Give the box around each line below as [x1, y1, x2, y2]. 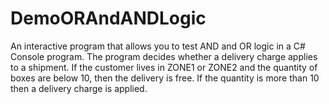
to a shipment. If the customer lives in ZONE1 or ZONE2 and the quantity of [10, 61, 318, 73]
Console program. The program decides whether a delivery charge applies [10, 50, 318, 62]
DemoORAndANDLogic [10, 7, 207, 30]
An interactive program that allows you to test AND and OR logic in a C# [10, 40, 306, 52]
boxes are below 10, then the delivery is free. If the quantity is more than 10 [10, 72, 320, 84]
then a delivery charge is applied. [10, 82, 148, 94]
